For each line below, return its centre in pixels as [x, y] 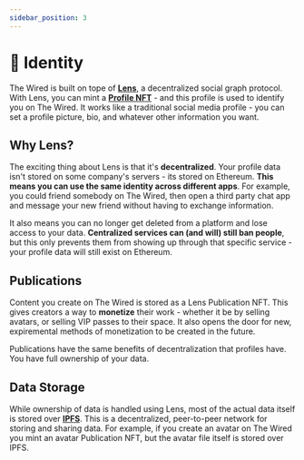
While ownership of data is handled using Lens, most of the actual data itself [152, 409]
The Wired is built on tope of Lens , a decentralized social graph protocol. [146, 88]
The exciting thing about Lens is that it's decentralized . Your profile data [145, 167]
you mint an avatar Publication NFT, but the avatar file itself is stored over [147, 438]
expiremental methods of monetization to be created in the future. [132, 331]
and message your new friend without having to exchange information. [142, 206]
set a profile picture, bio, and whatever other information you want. [134, 117]
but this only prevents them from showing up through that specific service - [151, 242]
